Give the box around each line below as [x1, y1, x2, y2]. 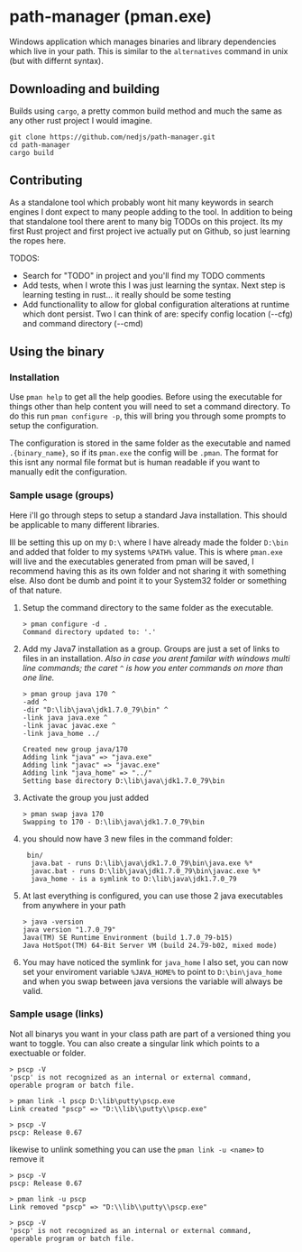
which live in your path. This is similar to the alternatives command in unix [9, 45, 288, 56]
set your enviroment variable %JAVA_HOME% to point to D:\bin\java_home [22, 966, 282, 977]
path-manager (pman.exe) [9, 6, 212, 27]
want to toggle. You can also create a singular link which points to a [9, 1037, 260, 1048]
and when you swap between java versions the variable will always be [22, 976, 283, 987]
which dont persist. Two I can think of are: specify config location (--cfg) [22, 308, 293, 319]
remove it [9, 1153, 45, 1165]
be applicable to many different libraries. [9, 519, 160, 529]
